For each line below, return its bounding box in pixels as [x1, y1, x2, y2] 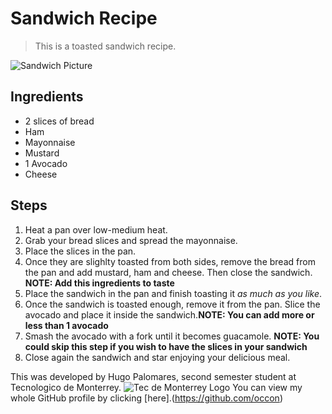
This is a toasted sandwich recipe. [34, 40, 177, 52]
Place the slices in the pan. [24, 245, 137, 257]
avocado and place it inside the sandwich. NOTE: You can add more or [24, 308, 315, 321]
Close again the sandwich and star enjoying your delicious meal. [24, 351, 291, 363]
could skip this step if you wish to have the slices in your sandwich [24, 340, 308, 352]
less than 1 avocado [24, 319, 109, 331]
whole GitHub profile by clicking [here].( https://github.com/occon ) [10, 392, 283, 404]
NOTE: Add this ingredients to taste [24, 277, 175, 289]
